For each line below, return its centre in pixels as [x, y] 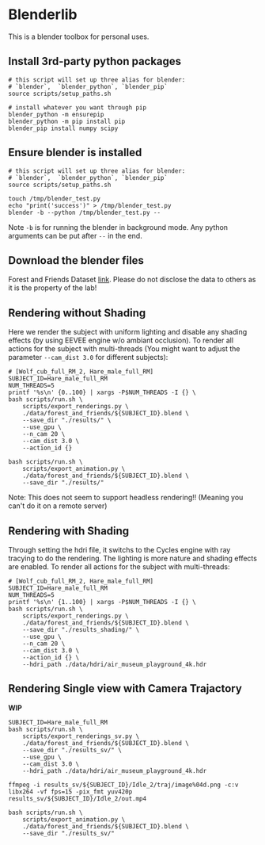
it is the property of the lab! [53, 288]
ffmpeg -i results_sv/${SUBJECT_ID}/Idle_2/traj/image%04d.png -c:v [123, 785]
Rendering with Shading [69, 531]
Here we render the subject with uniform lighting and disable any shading [128, 332]
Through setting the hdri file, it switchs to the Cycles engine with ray [119, 550]
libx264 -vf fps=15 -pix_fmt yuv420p [70, 791]
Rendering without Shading [77, 313]
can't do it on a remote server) [58, 506]
